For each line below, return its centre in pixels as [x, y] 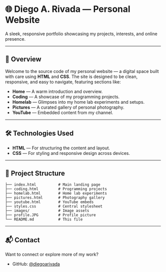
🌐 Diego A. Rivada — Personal [68, 9]
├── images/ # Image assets [47, 211]
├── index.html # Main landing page [53, 185]
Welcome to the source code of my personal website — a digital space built [82, 71]
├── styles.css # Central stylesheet [54, 206]
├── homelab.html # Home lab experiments [56, 194]
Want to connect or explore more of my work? [52, 255]
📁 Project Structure [35, 173]
